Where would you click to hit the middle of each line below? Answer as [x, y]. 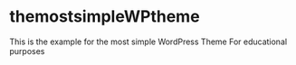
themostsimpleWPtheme [105, 17]
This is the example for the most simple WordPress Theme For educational [148, 42]
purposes [27, 51]
